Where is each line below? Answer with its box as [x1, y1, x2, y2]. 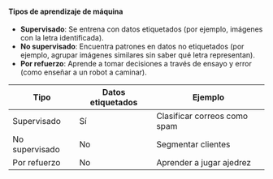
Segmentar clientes [156, 139, 231, 150]
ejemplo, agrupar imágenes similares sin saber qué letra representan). [19, 50, 256, 60]
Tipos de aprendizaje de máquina [8, 6, 123, 16]
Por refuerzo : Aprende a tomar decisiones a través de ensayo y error [19, 59, 252, 69]
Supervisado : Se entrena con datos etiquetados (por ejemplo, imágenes [19, 24, 263, 34]
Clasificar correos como [156, 110, 249, 121]
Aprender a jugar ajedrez [156, 157, 252, 168]
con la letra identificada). [19, 33, 104, 43]
